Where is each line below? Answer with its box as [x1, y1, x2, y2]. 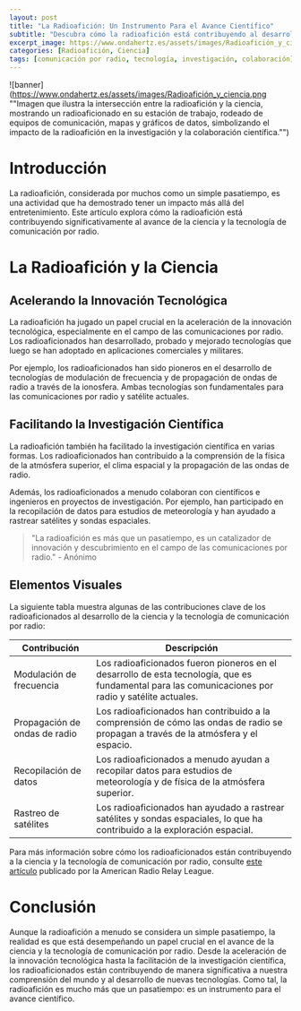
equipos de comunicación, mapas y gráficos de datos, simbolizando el [9, 117, 271, 128]
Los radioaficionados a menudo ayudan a [96, 753, 271, 766]
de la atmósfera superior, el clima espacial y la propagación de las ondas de [9, 459, 289, 470]
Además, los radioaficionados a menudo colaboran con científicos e [9, 486, 261, 497]
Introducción [9, 159, 107, 179]
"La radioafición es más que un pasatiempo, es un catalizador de [30, 532, 271, 543]
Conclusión [9, 896, 97, 917]
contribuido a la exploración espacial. [96, 823, 254, 835]
